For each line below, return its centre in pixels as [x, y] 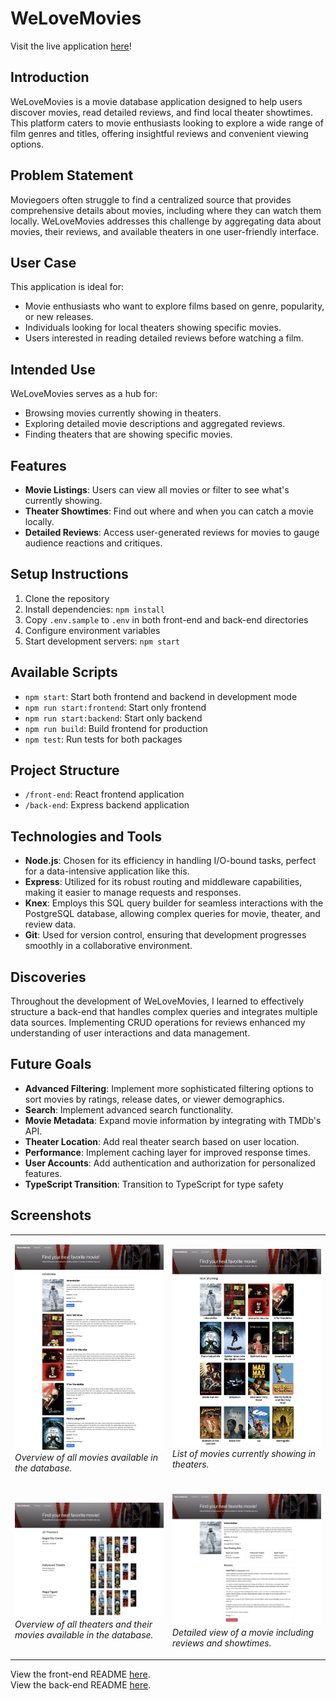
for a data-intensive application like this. [107, 871]
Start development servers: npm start [102, 641]
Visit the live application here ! [71, 46]
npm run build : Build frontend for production [116, 728]
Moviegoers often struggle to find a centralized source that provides [151, 199]
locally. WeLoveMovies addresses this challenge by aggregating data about [166, 221]
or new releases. [59, 317]
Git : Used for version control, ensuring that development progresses [165, 935]
